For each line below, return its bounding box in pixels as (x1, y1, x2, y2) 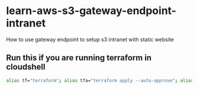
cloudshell (6, 62, 45, 72)
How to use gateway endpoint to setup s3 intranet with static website (6, 36, 174, 43)
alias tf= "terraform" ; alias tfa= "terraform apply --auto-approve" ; (6, 77, 178, 83)
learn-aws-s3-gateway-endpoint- (6, 4, 177, 18)
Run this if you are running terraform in (6, 53, 152, 63)
